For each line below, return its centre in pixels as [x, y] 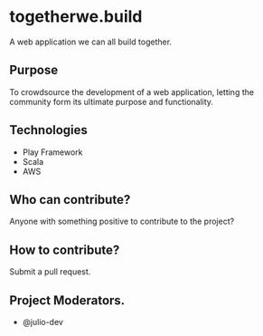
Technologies [49, 130]
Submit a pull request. [50, 272]
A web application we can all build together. [91, 42]
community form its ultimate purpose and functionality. [112, 101]
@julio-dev [42, 322]
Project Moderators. [67, 300]
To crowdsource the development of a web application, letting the [132, 91]
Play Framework [52, 152]
